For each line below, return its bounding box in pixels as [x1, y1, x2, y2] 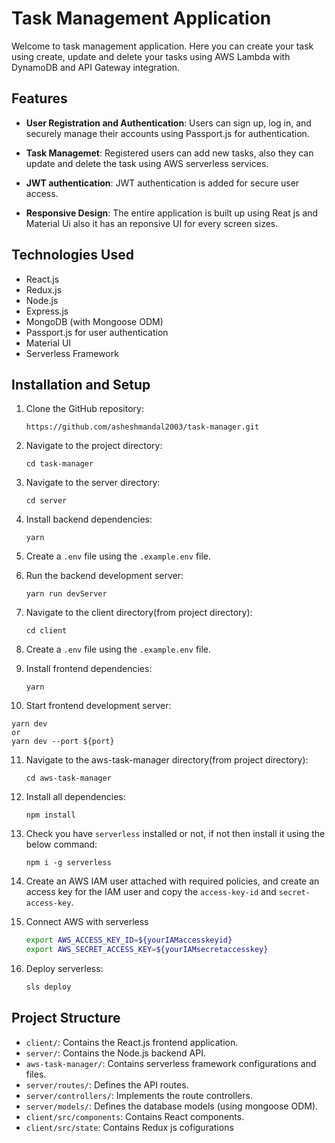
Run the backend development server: [25, 570, 184, 582]
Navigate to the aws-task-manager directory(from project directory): [25, 754, 309, 766]
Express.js [25, 305, 69, 317]
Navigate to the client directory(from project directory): [25, 607, 253, 619]
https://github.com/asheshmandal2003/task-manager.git [25, 422, 260, 432]
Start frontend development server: [25, 700, 172, 712]
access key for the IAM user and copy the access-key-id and [25, 886, 277, 898]
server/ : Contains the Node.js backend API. [25, 1047, 206, 1059]
